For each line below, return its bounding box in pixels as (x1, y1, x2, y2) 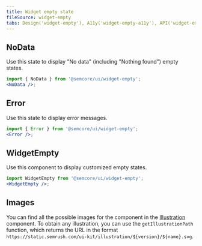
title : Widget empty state (6, 8, 74, 15)
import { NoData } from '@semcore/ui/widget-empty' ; (6, 76, 141, 82)
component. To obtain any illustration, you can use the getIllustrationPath (6, 220, 194, 227)
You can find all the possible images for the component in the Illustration (6, 214, 186, 221)
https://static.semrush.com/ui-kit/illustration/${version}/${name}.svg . (6, 232, 194, 240)
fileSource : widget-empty (6, 14, 71, 20)
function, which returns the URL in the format (6, 226, 118, 233)
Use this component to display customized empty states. (6, 164, 147, 171)
